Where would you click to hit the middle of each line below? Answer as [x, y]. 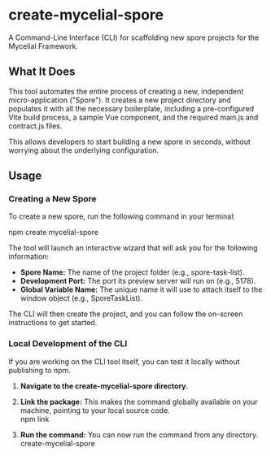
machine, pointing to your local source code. [95, 410]
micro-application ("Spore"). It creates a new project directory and [120, 100]
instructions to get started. [53, 323]
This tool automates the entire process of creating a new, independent [126, 91]
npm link [35, 419]
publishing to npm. [39, 370]
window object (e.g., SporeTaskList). [81, 298]
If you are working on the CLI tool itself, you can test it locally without [124, 361]
